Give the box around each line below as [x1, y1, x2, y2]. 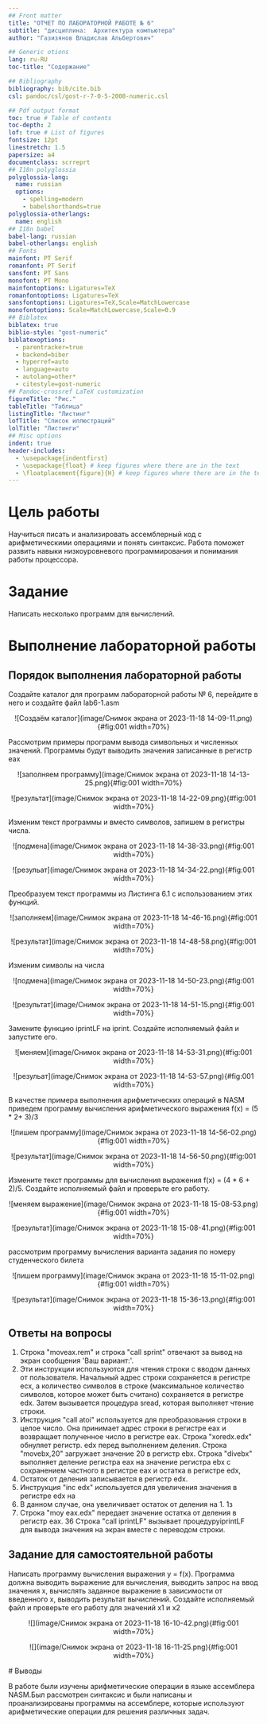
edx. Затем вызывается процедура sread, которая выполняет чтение [19, 1398, 254, 1407]
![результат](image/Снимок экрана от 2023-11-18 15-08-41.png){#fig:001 [11, 1223, 256, 1233]
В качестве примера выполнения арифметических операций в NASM [8, 1095, 245, 1105]
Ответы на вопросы [8, 1326, 112, 1340]
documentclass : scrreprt [8, 158, 91, 166]
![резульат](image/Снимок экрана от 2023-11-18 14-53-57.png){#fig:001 [13, 1072, 254, 1081]
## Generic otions [8, 49, 69, 56]
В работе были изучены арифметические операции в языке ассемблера [8, 1681, 256, 1691]
